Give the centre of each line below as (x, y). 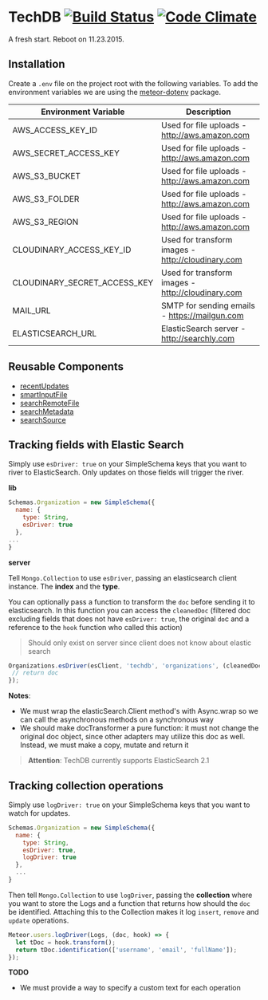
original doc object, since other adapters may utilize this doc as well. (132, 737)
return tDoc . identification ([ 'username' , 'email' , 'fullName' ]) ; (126, 950)
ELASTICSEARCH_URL (55, 333)
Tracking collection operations (86, 785)
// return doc (35, 673)
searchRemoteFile (49, 403)
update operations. (39, 920)
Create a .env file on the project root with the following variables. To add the (133, 83)
